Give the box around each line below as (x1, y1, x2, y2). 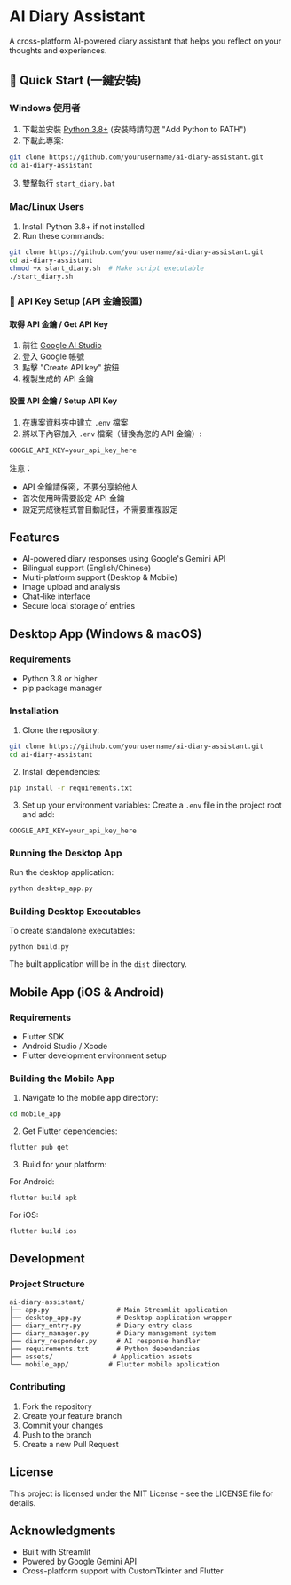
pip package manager (21, 682, 103, 693)
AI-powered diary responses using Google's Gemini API (21, 554, 226, 564)
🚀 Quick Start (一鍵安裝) (9, 73, 142, 88)
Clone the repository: (21, 725, 100, 736)
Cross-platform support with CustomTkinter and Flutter (21, 1565, 224, 1576)
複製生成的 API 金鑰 (21, 373, 95, 384)
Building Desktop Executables (9, 905, 142, 918)
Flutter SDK (21, 1031, 65, 1041)
